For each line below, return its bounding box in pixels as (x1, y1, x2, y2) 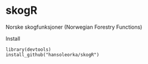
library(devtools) (5, 46, 51, 53)
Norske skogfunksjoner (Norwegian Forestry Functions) (5, 23, 143, 31)
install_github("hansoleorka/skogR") (5, 51, 100, 57)
